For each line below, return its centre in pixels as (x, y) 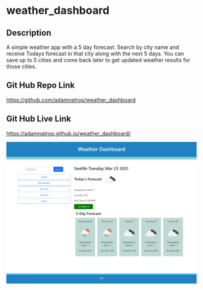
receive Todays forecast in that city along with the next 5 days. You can (95, 54)
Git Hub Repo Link (41, 85)
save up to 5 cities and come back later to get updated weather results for (98, 60)
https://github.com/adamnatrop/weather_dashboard (71, 99)
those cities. (21, 66)
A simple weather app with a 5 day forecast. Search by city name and (93, 47)
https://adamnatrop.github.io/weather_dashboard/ (69, 133)
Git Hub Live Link (39, 119)
